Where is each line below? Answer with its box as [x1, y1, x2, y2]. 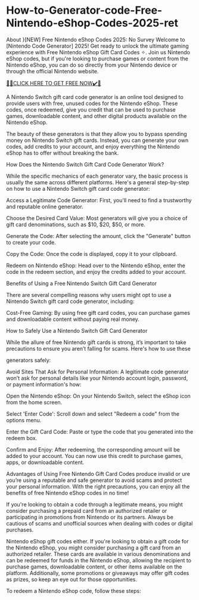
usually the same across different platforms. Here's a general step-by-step [6, 178, 189, 185]
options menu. [6, 416, 42, 423]
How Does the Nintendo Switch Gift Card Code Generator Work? [6, 160, 164, 168]
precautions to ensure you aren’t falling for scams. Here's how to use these [6, 345, 191, 352]
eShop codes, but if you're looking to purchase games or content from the [6, 55, 189, 62]
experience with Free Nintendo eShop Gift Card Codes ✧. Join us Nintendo [6, 48, 191, 55]
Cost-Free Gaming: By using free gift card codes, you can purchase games [6, 309, 191, 316]
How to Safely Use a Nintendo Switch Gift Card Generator [6, 327, 148, 334]
